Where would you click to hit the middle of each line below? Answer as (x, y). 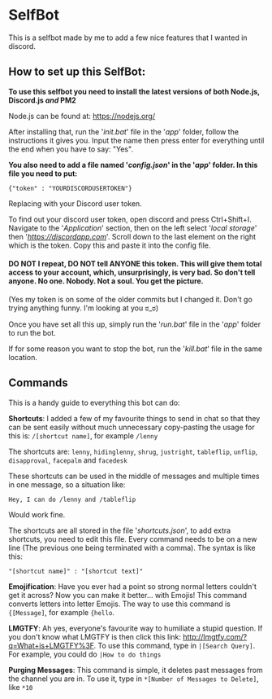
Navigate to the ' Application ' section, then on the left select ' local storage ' (133, 228)
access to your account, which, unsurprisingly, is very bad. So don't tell (132, 273)
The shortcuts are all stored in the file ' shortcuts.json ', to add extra (120, 530)
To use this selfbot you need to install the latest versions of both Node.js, (134, 91)
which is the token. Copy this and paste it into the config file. (110, 245)
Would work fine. (37, 514)
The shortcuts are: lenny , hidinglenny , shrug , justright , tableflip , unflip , (133, 451)
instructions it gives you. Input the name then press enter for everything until (136, 140)
